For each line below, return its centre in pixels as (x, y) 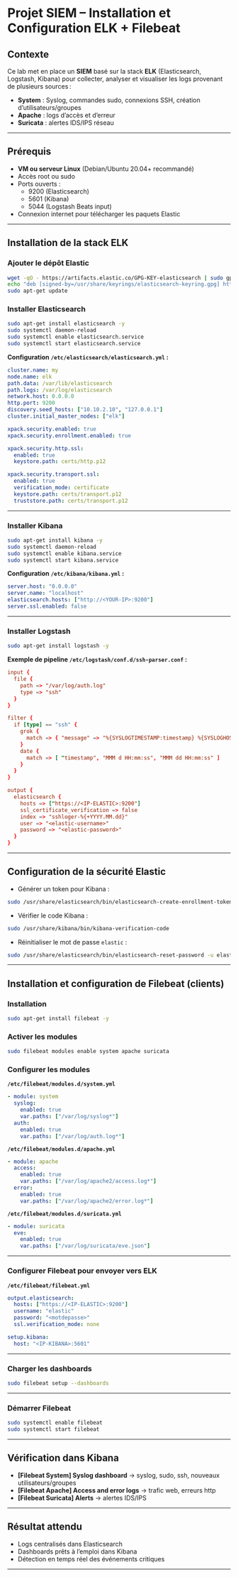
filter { (20, 718)
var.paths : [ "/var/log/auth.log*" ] (73, 1136)
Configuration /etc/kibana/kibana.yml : (66, 574)
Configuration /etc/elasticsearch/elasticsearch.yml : (88, 357)
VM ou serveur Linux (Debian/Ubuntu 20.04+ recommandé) (106, 169)
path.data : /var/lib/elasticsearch (60, 383)
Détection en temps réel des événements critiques (91, 1559)
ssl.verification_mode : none (57, 1325)
